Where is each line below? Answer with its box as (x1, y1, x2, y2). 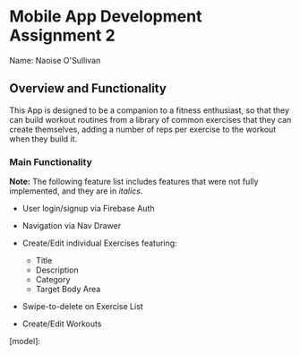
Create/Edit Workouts (21, 318, 102, 329)
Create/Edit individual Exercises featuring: (21, 238, 177, 248)
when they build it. (9, 133, 78, 144)
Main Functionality (9, 155, 92, 168)
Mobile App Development (9, 6, 202, 27)
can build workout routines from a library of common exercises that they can (9, 114, 292, 125)
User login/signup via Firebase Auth (21, 203, 155, 214)
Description (35, 264, 79, 275)
